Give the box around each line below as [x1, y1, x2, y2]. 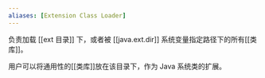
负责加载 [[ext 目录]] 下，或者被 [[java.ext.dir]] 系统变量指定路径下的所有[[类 [8, 34, 257, 44]
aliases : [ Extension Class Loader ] [8, 11, 127, 20]
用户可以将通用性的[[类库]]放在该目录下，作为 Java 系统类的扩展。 [8, 61, 227, 71]
